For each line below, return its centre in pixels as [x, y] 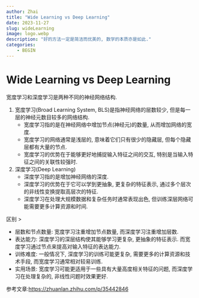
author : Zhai [22, 12]
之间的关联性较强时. [53, 162]
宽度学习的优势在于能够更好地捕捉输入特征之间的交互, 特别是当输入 [106, 154]
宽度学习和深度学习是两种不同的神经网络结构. [62, 97]
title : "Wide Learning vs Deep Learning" [58, 17]
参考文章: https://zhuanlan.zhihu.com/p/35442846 [67, 288]
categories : [21, 45]
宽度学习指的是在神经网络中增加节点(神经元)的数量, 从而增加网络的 [105, 124]
